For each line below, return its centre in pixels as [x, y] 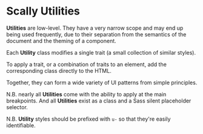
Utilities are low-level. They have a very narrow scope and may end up [95, 28]
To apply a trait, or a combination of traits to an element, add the [86, 64]
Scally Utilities [43, 11]
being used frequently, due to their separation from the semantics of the [96, 34]
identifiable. [21, 125]
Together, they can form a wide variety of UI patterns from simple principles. [102, 82]
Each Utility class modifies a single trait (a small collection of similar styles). [101, 52]
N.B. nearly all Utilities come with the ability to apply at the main [86, 94]
